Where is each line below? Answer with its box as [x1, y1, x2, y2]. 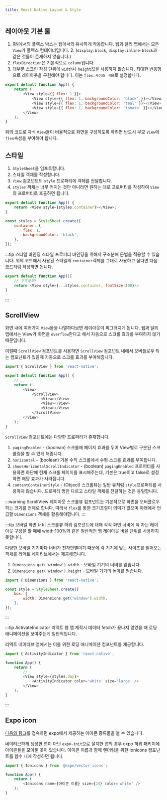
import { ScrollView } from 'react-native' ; [5, 364, 99, 369]
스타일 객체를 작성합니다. [12, 171, 61, 177]
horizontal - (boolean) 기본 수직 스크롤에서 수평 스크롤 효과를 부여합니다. [12, 457, 158, 463]
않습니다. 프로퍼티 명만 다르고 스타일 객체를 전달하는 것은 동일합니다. [25, 488, 159, 494]
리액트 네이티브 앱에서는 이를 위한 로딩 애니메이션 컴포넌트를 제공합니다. [5, 641, 145, 647]
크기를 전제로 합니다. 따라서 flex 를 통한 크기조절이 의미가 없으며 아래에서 [14, 504, 156, 511]
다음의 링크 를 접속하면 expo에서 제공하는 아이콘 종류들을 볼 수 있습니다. [5, 730, 144, 736]
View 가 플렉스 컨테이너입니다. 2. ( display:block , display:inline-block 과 [12, 47, 158, 53]
